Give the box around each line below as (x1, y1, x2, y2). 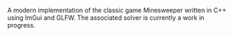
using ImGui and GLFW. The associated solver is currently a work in (7, 13, 205, 22)
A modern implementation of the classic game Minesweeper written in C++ (7, 6, 227, 14)
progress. (7, 21, 35, 29)
